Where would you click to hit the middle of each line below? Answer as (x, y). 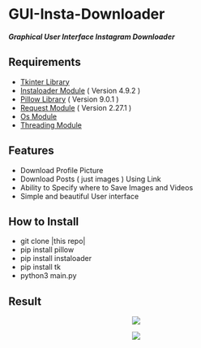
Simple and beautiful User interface (79, 196)
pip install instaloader (56, 259)
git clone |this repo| (53, 241)
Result (25, 301)
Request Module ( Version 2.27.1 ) (76, 107)
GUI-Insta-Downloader (87, 14)
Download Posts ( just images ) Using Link (90, 179)
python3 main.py (48, 276)
